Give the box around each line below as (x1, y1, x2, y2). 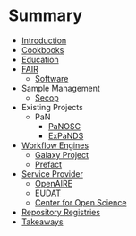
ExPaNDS (47, 130, 84, 141)
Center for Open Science (34, 197, 127, 207)
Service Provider (21, 168, 84, 179)
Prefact (34, 159, 63, 170)
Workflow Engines (21, 140, 89, 151)
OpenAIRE (34, 178, 73, 188)
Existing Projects (21, 101, 84, 112)
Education (21, 54, 59, 65)
